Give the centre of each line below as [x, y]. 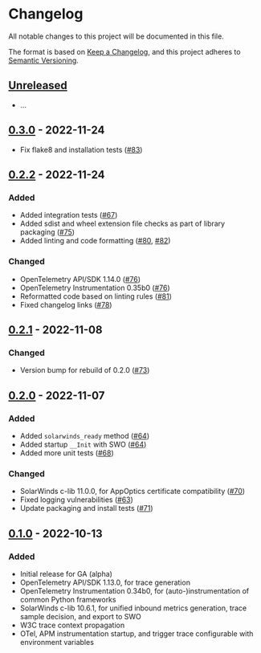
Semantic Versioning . [43, 60]
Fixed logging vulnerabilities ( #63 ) [77, 500]
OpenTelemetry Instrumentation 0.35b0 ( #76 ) [95, 288]
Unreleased [38, 86]
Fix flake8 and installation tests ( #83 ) [81, 149]
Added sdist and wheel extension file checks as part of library [122, 224]
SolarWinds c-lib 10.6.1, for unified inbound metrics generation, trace [133, 608]
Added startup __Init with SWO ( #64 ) [83, 444]
